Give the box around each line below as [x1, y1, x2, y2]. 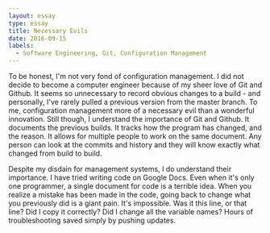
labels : [8, 42, 35, 50]
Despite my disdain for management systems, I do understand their [8, 164, 232, 173]
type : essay [8, 19, 48, 27]
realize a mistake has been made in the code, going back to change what [8, 190, 251, 199]
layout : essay [8, 11, 56, 20]
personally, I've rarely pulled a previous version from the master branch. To [8, 98, 258, 106]
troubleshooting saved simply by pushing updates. [8, 215, 176, 225]
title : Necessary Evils [8, 27, 89, 35]
